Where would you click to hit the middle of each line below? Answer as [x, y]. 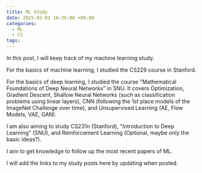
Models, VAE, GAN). [32, 114]
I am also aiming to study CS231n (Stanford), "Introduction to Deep [90, 126]
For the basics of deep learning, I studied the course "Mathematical [91, 82]
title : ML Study [27, 12]
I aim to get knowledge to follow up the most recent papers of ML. [90, 151]
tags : [13, 40]
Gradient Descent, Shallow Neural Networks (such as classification [91, 95]
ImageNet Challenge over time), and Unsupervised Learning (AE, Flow [95, 108]
